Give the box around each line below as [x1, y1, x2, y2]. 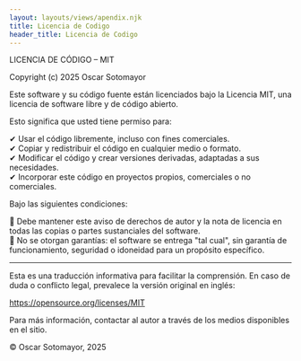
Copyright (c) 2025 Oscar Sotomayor [9, 72, 146, 83]
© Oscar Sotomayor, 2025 [9, 342, 107, 353]
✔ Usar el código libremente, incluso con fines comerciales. [9, 134, 230, 145]
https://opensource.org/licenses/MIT [9, 297, 145, 308]
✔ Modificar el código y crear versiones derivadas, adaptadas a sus [9, 153, 260, 163]
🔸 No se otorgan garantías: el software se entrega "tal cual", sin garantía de [9, 235, 288, 246]
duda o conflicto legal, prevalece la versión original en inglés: [9, 280, 236, 291]
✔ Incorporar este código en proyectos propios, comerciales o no [9, 172, 251, 182]
